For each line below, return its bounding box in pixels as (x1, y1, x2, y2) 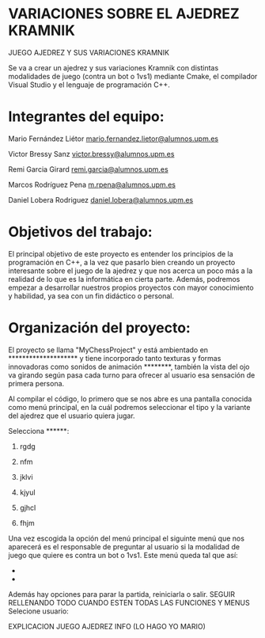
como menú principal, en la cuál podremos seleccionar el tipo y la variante (8, 402, 251, 412)
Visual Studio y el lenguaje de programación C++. (8, 80, 170, 89)
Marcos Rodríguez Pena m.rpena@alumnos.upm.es (8, 180, 176, 189)
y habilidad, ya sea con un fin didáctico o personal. (8, 291, 174, 301)
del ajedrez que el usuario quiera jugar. (8, 411, 136, 420)
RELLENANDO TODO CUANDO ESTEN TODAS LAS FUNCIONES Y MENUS (8, 598, 251, 607)
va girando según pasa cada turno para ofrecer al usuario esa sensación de (8, 370, 256, 380)
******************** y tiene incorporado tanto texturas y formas (8, 353, 221, 363)
